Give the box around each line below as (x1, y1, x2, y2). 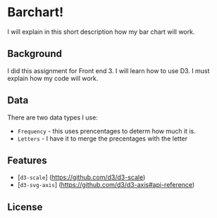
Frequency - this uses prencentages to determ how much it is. (17, 127, 196, 135)
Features (7, 154, 47, 166)
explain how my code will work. (7, 74, 99, 82)
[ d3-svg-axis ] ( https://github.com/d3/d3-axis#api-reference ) (17, 181, 195, 189)
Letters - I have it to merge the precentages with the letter (17, 134, 188, 143)
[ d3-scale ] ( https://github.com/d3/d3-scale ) (17, 173, 146, 181)
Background (7, 48, 62, 60)
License (7, 201, 43, 213)
